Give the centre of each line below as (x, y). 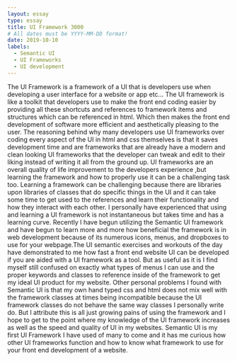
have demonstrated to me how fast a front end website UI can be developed (118, 252)
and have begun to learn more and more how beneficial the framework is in (117, 229)
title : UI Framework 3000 (45, 27)
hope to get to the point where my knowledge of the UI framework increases (119, 320)
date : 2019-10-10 (33, 40)
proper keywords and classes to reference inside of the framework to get (114, 275)
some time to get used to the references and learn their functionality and (113, 200)
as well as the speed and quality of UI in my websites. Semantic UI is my (112, 327)
